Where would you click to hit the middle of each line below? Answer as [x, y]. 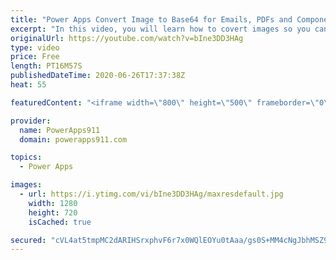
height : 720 [53, 212]
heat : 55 [28, 85]
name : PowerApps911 [60, 130]
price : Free [35, 57]
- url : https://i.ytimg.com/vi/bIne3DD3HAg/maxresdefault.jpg [151, 194]
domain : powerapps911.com [73, 139]
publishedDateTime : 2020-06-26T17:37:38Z [98, 76]
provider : [31, 121]
